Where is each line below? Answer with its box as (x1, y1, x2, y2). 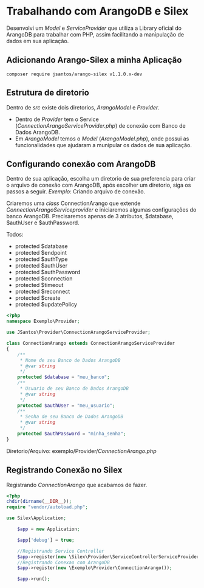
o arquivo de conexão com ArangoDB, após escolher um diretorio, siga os (6, 181, 191, 189)
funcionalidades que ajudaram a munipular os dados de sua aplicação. (15, 141, 192, 148)
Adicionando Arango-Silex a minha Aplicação (6, 55, 182, 65)
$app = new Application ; (17, 526, 80, 533)
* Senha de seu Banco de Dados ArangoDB (19, 413, 123, 420)
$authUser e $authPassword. (6, 219, 80, 226)
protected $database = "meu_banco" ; (17, 374, 110, 381)
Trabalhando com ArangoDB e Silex (6, 4, 189, 18)
